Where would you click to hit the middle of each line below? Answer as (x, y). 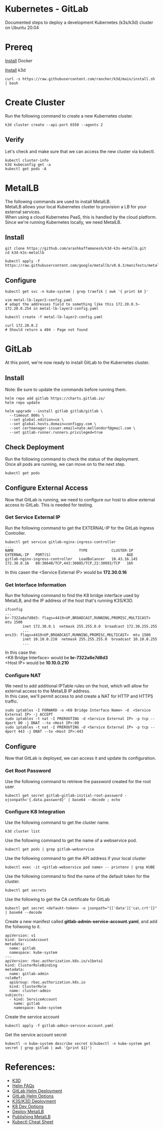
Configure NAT (23, 675)
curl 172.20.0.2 (21, 326)
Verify (15, 140)
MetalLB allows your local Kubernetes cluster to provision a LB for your (76, 206)
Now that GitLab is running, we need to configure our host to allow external (80, 499)
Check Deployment (35, 447)
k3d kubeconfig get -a (28, 164)
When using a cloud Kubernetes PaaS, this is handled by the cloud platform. (81, 217)
